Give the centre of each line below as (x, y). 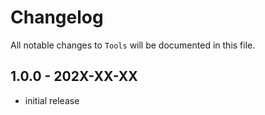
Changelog (57, 17)
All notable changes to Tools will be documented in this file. (133, 45)
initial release (52, 100)
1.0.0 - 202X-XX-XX (74, 76)
